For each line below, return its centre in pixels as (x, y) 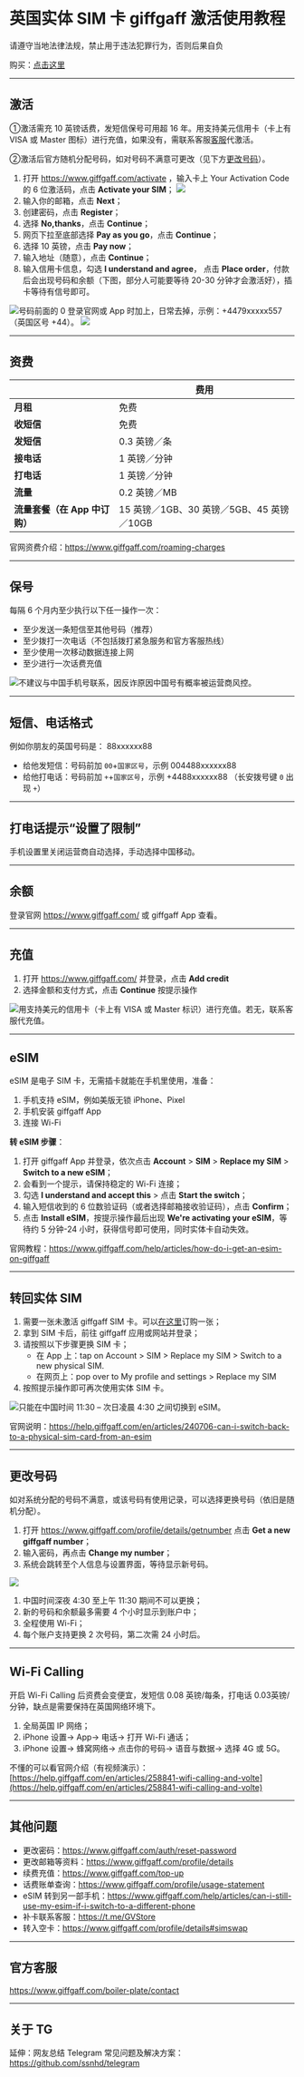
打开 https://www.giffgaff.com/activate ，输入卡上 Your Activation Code (156, 178)
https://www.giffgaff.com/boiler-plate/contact (94, 1990)
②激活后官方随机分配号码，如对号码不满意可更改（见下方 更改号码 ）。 (140, 159)
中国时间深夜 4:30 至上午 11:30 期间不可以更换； (113, 1601)
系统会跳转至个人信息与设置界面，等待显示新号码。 (118, 1565)
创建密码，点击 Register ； (71, 212)
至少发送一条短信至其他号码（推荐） (90, 629)
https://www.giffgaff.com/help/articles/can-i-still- (199, 1896)
